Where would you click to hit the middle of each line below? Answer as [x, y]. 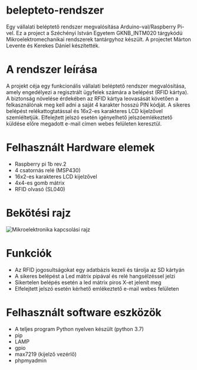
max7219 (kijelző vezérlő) [45, 354]
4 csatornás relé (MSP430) [47, 170]
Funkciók [29, 253]
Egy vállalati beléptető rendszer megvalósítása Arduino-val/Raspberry [91, 27]
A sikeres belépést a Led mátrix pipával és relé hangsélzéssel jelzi [95, 276]
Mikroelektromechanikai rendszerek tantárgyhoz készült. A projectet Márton [99, 39]
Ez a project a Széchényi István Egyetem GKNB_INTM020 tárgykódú [99, 33]
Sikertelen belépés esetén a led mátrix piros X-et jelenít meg [88, 282]
